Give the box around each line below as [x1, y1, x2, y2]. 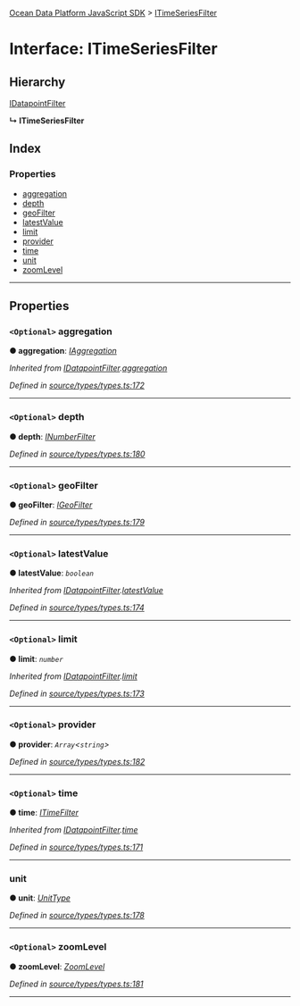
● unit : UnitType [9, 893, 71, 903]
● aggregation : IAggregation [9, 346, 118, 356]
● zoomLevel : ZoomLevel [9, 960, 105, 972]
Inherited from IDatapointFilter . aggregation [9, 363, 168, 373]
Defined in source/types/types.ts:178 [9, 910, 146, 921]
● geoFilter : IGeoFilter [9, 499, 93, 510]
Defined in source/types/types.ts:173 [9, 688, 145, 699]
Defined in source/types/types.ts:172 [9, 380, 146, 391]
